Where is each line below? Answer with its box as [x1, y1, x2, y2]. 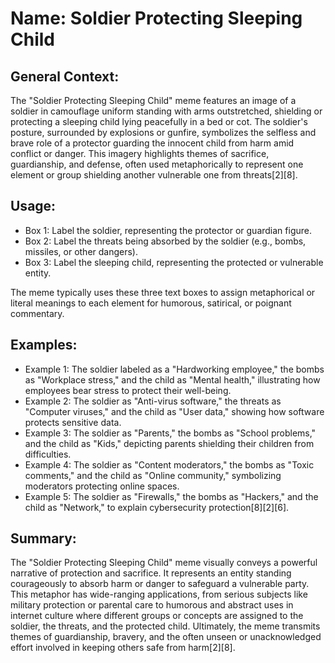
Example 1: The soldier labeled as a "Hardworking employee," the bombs [24, 363, 325, 375]
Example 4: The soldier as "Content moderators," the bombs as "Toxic [24, 458, 315, 471]
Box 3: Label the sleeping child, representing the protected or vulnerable [24, 256, 324, 268]
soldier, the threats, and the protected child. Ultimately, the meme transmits [10, 620, 321, 632]
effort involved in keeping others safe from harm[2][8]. [10, 642, 236, 654]
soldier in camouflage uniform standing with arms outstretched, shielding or [10, 105, 323, 117]
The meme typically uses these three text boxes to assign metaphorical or [10, 286, 316, 298]
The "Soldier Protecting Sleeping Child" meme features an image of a [10, 95, 297, 106]
